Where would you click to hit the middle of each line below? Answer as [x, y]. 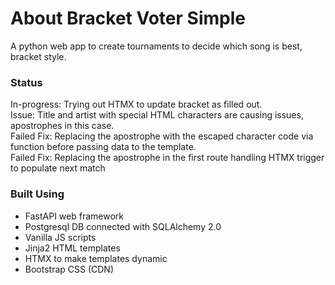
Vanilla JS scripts [60, 237]
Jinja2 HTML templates [72, 248]
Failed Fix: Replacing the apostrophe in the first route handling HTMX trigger [167, 158]
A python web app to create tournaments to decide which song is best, [156, 46]
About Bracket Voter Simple [128, 18]
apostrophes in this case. [62, 126]
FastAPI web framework [74, 216]
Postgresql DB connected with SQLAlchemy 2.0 [123, 226]
